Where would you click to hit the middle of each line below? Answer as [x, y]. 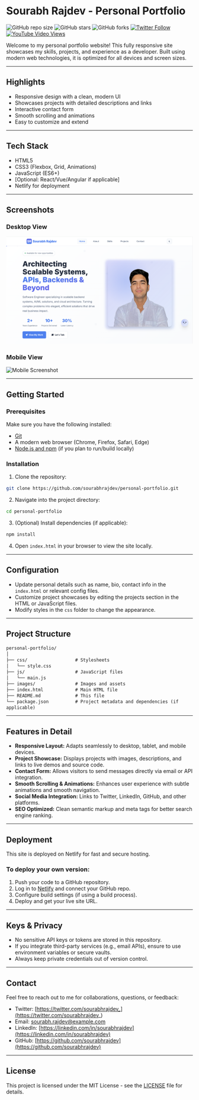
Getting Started [35, 395]
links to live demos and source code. [60, 765]
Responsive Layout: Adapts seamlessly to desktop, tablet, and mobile [100, 746]
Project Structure [38, 634]
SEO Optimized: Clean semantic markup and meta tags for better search [103, 809]
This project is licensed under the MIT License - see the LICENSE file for [94, 1085]
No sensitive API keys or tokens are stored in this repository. [88, 940]
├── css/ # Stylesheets [58, 660]
